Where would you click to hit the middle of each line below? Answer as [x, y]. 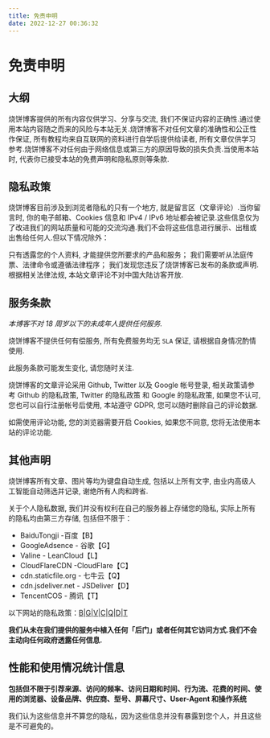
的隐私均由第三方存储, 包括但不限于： [70, 518]
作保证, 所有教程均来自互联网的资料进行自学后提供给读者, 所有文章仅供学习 [132, 138]
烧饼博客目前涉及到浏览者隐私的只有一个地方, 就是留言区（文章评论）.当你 [131, 208]
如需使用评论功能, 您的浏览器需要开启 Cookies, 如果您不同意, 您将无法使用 [131, 423]
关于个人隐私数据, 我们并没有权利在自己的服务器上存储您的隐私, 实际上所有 [132, 508]
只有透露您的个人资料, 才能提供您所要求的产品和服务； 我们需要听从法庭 [127, 255]
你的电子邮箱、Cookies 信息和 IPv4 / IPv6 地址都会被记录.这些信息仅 [139, 217]
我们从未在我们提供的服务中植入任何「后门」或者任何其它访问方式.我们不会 [133, 629]
